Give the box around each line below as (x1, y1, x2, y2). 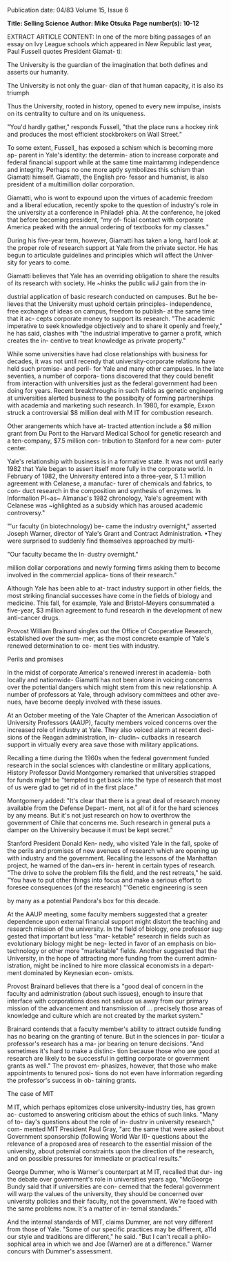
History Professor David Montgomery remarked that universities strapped (7, 769, 216, 776)
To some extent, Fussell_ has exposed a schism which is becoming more (7, 144, 214, 151)
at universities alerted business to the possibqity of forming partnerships (7, 394, 214, 402)
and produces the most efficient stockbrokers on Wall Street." (7, 131, 183, 138)
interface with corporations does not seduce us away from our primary (7, 997, 209, 1005)
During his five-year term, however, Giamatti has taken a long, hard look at (7, 236, 219, 244)
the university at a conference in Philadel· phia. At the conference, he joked (7, 209, 221, 216)
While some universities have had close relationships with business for (7, 350, 208, 358)
